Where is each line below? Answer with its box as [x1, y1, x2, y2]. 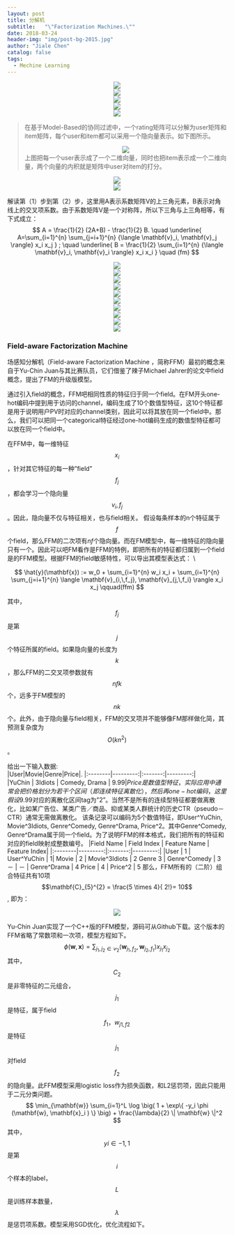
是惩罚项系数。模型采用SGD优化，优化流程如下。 [7, 1220, 148, 1228]
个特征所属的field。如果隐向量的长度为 [7, 645, 118, 653]
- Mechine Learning [13, 62, 70, 69]
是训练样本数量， [7, 1197, 56, 1205]
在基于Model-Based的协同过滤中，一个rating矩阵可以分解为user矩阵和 [24, 123, 227, 131]
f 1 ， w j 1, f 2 [104, 1018, 130, 1028]
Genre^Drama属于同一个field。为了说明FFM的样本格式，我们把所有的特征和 [7, 830, 224, 839]
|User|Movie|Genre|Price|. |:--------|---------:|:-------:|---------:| [7, 770, 196, 778]
